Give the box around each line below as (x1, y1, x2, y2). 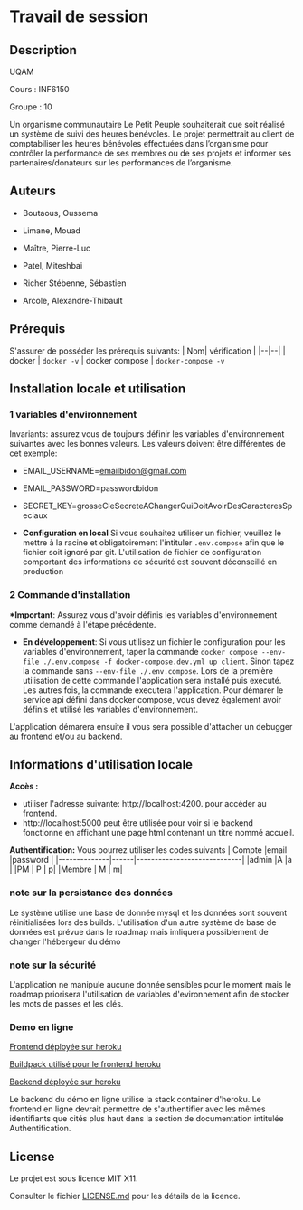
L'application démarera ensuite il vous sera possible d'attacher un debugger (9, 721, 293, 732)
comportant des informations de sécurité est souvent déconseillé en (22, 556, 278, 567)
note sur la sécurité (9, 959, 97, 971)
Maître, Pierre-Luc (22, 242, 91, 253)
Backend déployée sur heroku (9, 1076, 121, 1087)
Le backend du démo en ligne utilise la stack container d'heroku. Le (9, 1094, 262, 1105)
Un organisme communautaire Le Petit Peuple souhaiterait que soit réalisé (9, 119, 285, 129)
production (22, 566, 64, 577)
